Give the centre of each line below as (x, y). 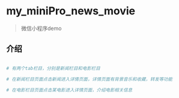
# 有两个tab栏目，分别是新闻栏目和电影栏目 (53, 68)
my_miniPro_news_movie (71, 11)
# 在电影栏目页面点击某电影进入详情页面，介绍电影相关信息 (69, 90)
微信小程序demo (41, 28)
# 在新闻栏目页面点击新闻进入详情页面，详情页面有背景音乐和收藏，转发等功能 (89, 79)
